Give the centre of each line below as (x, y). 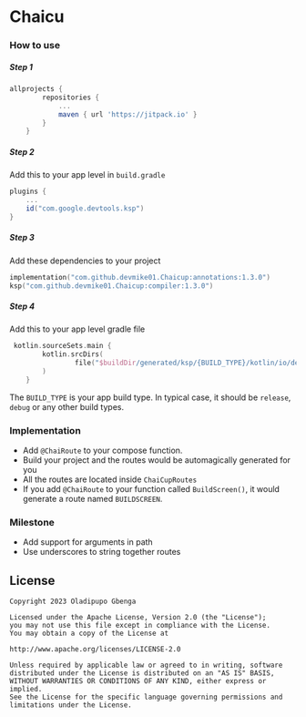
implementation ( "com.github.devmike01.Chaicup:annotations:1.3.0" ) (140, 277)
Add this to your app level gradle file (77, 329)
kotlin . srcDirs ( (73, 354)
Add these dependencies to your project (85, 261)
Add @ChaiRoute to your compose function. (102, 451)
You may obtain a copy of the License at (89, 634)
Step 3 (22, 238)
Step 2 (22, 151)
